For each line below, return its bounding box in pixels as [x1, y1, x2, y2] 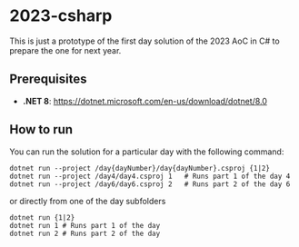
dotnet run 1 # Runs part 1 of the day [9, 221, 161, 230]
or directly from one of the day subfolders [9, 195, 166, 206]
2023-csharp [9, 5, 113, 26]
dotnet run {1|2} [9, 212, 75, 222]
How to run [9, 122, 74, 137]
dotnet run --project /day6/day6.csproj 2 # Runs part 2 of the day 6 [9, 179, 291, 189]
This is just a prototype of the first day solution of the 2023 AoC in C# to [9, 35, 280, 46]
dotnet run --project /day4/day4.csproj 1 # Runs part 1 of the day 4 [9, 172, 291, 181]
